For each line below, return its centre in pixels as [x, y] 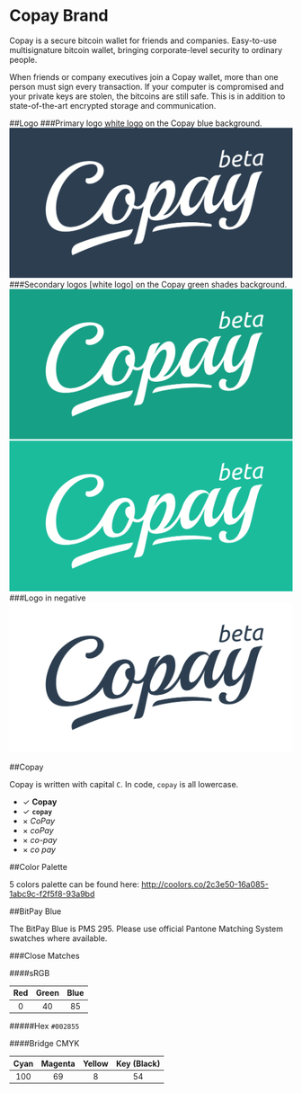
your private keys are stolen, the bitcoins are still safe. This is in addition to [147, 96]
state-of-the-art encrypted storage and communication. [113, 105]
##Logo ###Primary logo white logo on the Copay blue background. [136, 123]
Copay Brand [59, 16]
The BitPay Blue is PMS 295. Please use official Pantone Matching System [146, 929]
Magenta [58, 1063]
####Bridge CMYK [44, 1044]
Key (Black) [138, 1063]
